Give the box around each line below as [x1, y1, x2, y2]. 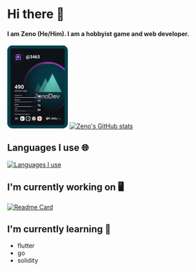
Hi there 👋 [7, 6, 64, 22]
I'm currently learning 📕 [7, 223, 112, 235]
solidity [17, 256, 39, 265]
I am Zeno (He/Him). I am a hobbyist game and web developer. [7, 29, 190, 37]
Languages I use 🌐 [7, 142, 89, 154]
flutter [17, 242, 35, 250]
